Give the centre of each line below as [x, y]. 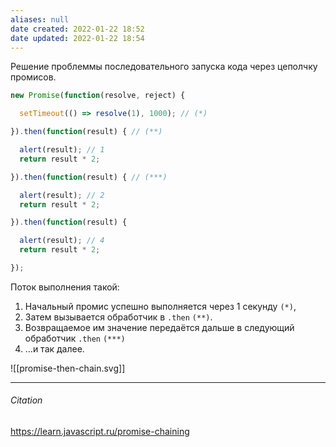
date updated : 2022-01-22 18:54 [77, 38]
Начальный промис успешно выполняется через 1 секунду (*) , [160, 306]
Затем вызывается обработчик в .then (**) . [118, 317]
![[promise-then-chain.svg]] [68, 368]
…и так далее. [54, 348]
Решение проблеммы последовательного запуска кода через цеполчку [164, 67]
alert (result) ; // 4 [62, 241]
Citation [26, 400]
